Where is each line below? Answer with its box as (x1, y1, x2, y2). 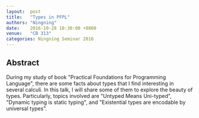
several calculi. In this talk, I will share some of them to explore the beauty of (6, 86, 193, 93)
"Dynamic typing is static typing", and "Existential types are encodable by (6, 99, 186, 106)
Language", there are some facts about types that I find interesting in (6, 80, 174, 87)
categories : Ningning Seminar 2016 (6, 36, 94, 42)
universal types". (6, 104, 47, 112)
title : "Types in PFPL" (6, 14, 70, 20)
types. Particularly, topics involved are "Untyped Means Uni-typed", (6, 92, 172, 99)
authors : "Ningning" (6, 19, 57, 25)
